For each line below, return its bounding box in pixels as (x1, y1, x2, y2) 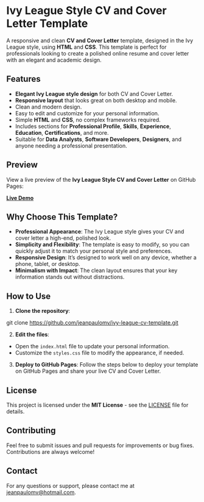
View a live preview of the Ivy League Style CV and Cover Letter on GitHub (6, 176, 196, 183)
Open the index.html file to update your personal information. (15, 343, 170, 350)
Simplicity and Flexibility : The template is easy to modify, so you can (15, 241, 190, 248)
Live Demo (6, 194, 34, 201)
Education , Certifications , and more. (15, 129, 109, 136)
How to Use (6, 291, 51, 301)
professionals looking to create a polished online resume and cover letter (6, 49, 189, 57)
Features (6, 74, 41, 84)
